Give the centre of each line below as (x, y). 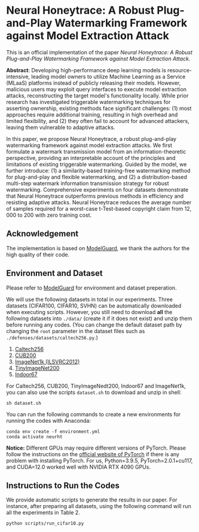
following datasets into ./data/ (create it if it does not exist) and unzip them (99, 318)
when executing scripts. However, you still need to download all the (89, 312)
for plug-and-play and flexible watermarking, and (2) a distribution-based (97, 177)
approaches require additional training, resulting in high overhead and (92, 115)
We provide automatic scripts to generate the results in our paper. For (92, 500)
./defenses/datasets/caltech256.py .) (52, 337)
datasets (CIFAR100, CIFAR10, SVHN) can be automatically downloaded (94, 306)
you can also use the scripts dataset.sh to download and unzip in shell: (94, 392)
